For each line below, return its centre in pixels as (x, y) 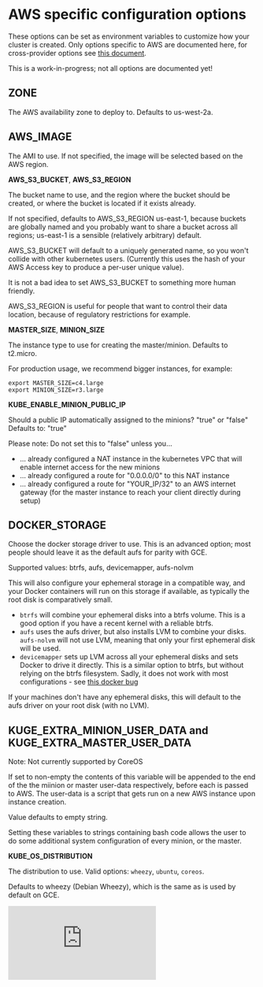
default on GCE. (34, 895)
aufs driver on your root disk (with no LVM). (79, 706)
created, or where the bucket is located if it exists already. (102, 203)
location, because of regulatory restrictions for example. (99, 314)
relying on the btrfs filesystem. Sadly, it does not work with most (124, 673)
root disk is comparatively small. (60, 599)
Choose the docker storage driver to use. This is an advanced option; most (130, 544)
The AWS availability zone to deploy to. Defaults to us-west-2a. (111, 112)
